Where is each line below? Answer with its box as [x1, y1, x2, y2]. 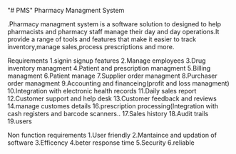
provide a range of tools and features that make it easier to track [7, 35, 197, 43]
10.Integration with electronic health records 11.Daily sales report [7, 87, 197, 95]
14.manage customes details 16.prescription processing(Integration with [7, 102, 219, 110]
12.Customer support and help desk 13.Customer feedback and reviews [7, 94, 217, 103]
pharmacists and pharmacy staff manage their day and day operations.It [7, 28, 220, 36]
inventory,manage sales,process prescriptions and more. [7, 43, 175, 51]
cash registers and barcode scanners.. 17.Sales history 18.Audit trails [7, 110, 209, 118]
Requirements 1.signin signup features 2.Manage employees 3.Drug [7, 56, 206, 65]
